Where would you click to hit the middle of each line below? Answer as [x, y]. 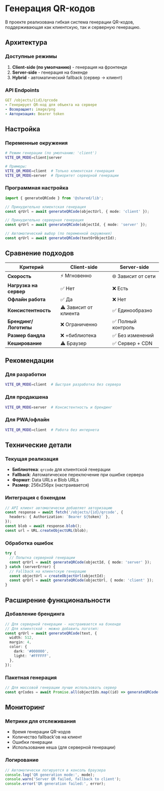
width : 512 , [22, 638]
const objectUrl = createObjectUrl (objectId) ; [58, 576]
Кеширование [25, 343]
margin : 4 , [20, 642]
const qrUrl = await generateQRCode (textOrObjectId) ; [61, 238]
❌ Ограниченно [79, 324]
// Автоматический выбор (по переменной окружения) [59, 234]
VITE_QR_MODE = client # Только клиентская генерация [60, 171]
